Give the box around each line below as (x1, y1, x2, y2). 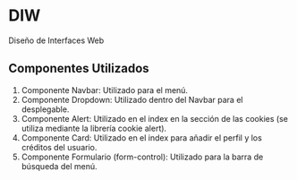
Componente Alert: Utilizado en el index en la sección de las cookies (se (21, 113, 288, 124)
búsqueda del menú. (21, 160, 98, 171)
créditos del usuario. (21, 141, 98, 152)
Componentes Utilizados (8, 61, 149, 76)
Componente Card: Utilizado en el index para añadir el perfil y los (21, 132, 263, 143)
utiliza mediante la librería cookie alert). (21, 123, 167, 133)
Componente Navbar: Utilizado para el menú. (21, 84, 189, 95)
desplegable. (21, 104, 70, 115)
